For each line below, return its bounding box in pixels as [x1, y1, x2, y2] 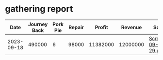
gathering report [5, 3, 73, 15]
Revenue [121, 24, 142, 30]
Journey [28, 21, 48, 28]
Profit [95, 24, 108, 30]
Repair [68, 24, 84, 30]
